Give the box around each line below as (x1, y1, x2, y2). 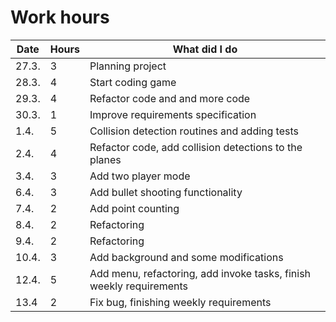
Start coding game (89, 75, 177, 89)
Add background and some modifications (89, 250, 284, 264)
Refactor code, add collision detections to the (89, 140, 303, 154)
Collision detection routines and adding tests (89, 124, 299, 138)
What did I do (172, 42, 238, 56)
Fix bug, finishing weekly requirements (89, 295, 272, 309)
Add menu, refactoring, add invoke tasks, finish (89, 266, 312, 280)
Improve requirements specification (89, 107, 257, 121)
